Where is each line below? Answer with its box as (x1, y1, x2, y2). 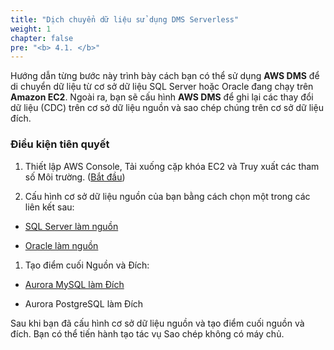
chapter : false (10, 33, 74, 43)
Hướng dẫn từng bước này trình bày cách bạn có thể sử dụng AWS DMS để (10, 70, 320, 82)
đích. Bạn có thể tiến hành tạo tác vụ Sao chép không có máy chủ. (10, 327, 285, 340)
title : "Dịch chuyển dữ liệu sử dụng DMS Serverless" (10, 14, 240, 25)
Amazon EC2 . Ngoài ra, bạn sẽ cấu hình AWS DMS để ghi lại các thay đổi (10, 91, 314, 103)
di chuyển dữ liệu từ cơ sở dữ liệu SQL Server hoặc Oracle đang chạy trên (10, 81, 314, 93)
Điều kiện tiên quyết (10, 137, 110, 151)
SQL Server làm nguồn (24, 220, 119, 232)
